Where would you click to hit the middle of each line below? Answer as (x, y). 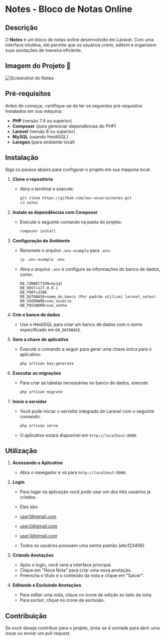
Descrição (21, 28)
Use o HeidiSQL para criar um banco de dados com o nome (81, 324)
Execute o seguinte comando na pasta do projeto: (71, 222)
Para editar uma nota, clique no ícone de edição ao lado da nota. (86, 595)
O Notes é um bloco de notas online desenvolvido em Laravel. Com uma (80, 39)
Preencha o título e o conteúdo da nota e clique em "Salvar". (82, 576)
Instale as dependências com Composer (55, 212)
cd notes (29, 203)
